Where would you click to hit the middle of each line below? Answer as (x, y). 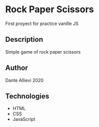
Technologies (27, 96)
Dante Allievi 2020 (25, 80)
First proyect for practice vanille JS (42, 23)
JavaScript (24, 119)
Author (16, 68)
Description (24, 40)
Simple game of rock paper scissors (43, 52)
